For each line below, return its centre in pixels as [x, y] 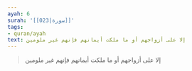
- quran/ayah [27, 33]
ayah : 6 [19, 14]
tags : [15, 27]
